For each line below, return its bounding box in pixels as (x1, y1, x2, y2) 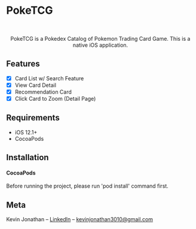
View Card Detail (14, 82, 57, 89)
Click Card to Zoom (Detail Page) (14, 95, 96, 102)
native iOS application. (72, 41, 128, 49)
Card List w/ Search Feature (14, 74, 84, 82)
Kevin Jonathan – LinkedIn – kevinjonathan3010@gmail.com (6, 216, 154, 223)
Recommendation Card (14, 88, 72, 95)
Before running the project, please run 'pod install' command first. (6, 182, 169, 189)
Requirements (6, 113, 60, 123)
